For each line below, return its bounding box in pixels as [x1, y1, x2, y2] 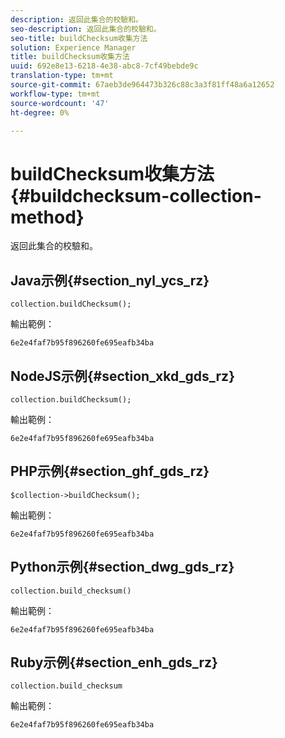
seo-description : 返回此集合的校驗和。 [10, 24, 162, 34]
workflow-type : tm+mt [10, 89, 101, 99]
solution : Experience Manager [10, 42, 137, 53]
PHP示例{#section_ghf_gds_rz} [10, 463, 210, 480]
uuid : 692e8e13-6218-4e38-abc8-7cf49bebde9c [10, 61, 199, 71]
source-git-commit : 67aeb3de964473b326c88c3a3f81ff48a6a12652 [10, 80, 275, 90]
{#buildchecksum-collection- [10, 184, 262, 207]
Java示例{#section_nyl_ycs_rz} [10, 272, 210, 289]
